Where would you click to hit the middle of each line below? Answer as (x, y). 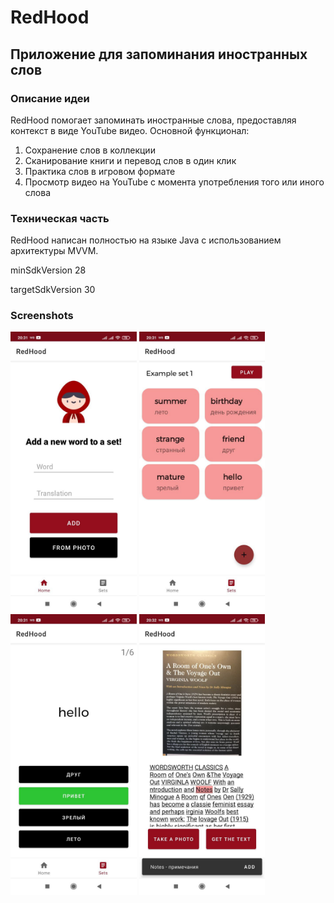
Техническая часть (60, 218)
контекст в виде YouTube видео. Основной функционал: (130, 130)
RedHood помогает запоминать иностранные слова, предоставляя (153, 120)
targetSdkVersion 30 (53, 290)
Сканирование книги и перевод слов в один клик (130, 160)
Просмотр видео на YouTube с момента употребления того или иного (174, 182)
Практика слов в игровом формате (100, 171)
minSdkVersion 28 (48, 270)
